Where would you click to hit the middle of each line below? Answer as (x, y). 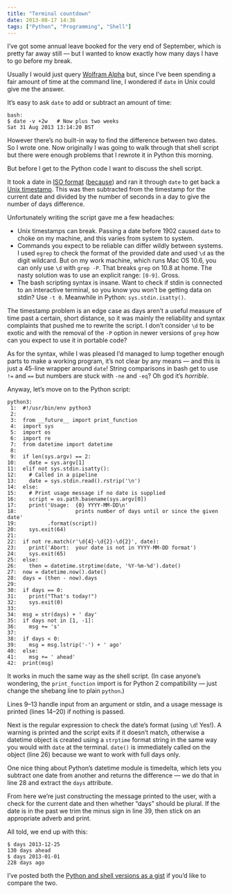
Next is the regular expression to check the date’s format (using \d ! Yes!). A (114, 725)
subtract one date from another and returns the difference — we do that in (113, 775)
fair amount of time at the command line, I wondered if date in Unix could (111, 82)
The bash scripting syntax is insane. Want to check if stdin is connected (120, 282)
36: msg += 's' (34, 627)
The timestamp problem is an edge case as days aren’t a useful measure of (115, 311)
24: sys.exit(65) (37, 554)
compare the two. (32, 883)
